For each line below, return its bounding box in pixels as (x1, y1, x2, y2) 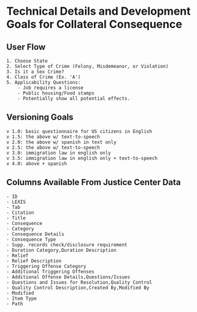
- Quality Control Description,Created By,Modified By (6, 284, 150, 291)
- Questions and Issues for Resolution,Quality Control (6, 279, 152, 286)
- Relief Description (6, 257, 62, 264)
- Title (6, 215, 26, 221)
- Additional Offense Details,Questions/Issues (6, 274, 131, 280)
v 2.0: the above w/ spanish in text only (6, 139, 117, 145)
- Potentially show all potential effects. (17, 96, 131, 102)
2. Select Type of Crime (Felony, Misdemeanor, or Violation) (6, 63, 169, 69)
